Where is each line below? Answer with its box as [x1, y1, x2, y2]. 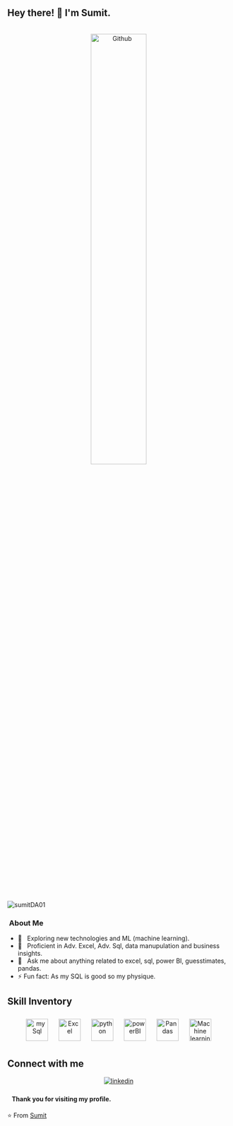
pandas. [17, 964, 42, 973]
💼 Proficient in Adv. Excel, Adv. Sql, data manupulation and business [17, 942, 220, 950]
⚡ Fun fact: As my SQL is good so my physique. [17, 972, 156, 980]
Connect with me [7, 1057, 85, 1070]
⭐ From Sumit [7, 1110, 47, 1120]
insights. [17, 949, 42, 958]
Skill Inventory [7, 995, 73, 1007]
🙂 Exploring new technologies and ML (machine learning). [17, 934, 190, 943]
